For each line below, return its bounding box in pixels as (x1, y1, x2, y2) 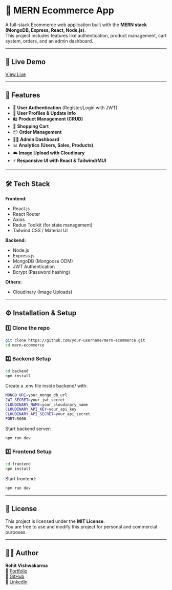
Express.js (12, 253, 35, 259)
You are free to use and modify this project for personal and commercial (5, 523, 157, 530)
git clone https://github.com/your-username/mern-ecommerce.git (5, 338, 145, 343)
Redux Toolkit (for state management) (12, 222, 93, 228)
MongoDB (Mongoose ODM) (12, 258, 73, 265)
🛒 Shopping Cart (12, 123, 49, 129)
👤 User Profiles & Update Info (12, 110, 76, 116)
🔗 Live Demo (5, 57, 46, 66)
